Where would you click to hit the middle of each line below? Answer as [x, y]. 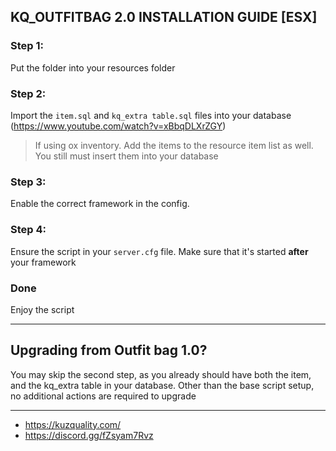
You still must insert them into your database [126, 156]
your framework [43, 262]
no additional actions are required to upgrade [103, 396]
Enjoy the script [42, 309]
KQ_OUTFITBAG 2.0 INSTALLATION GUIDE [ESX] [164, 17]
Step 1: [27, 46]
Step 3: [28, 182]
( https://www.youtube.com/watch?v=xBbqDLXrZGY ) [118, 126]
